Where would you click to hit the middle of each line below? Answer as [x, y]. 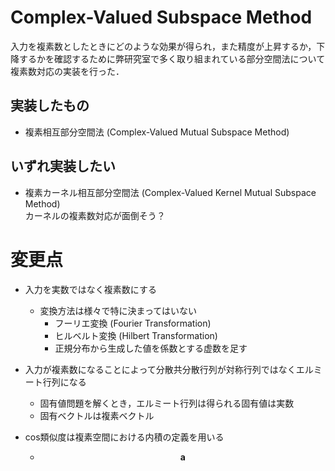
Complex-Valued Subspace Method [161, 17]
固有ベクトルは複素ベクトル [97, 415]
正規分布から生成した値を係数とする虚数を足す [151, 348]
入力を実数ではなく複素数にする [90, 289]
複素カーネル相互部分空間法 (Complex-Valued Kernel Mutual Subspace [170, 192]
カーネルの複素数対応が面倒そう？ [95, 215]
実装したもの [50, 106]
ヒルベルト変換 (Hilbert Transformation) [136, 335]
